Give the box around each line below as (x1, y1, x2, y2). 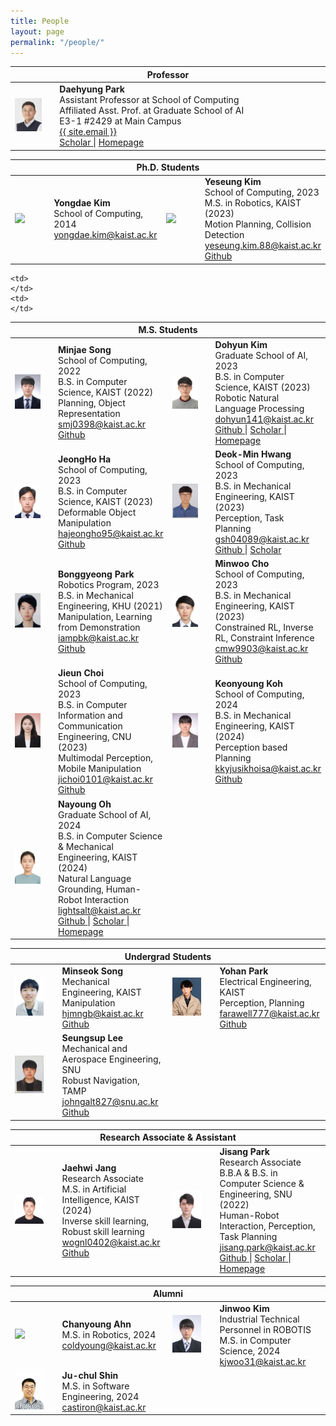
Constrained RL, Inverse (214, 621, 314, 634)
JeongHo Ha (58, 453, 112, 465)
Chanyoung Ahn (61, 1318, 132, 1330)
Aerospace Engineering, (61, 1053, 162, 1065)
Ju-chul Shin (61, 1369, 119, 1381)
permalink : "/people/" (10, 37, 105, 47)
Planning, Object (58, 397, 126, 409)
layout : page (10, 26, 65, 37)
